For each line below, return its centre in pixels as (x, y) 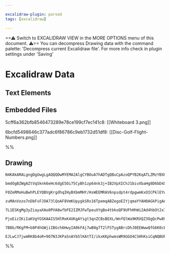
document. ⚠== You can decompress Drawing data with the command (79, 43)
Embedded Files (31, 110)
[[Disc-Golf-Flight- (129, 132)
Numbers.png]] (21, 137)
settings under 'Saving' (29, 54)
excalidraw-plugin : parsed (34, 14)
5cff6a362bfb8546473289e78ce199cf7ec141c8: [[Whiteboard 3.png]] (78, 122)
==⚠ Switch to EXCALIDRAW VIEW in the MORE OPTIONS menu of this (80, 38)
